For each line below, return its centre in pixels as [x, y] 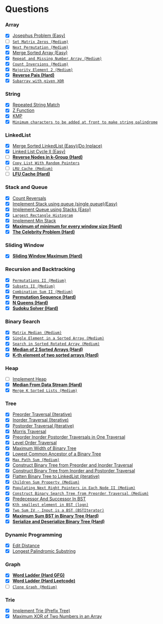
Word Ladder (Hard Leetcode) [44, 581]
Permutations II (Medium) [39, 280]
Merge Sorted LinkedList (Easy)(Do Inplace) [57, 146]
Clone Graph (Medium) [35, 587]
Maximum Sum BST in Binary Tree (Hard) [56, 516]
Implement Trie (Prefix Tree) [41, 611]
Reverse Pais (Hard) [33, 75]
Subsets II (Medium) [34, 286]
